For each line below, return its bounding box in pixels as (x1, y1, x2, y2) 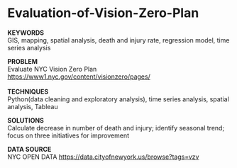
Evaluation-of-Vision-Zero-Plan (7, 5, 199, 21)
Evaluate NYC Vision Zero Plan (7, 65, 97, 73)
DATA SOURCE (7, 145, 52, 153)
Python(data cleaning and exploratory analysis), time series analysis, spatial (7, 94, 229, 103)
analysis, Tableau (7, 102, 58, 111)
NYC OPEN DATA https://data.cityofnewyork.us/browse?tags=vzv (7, 152, 199, 161)
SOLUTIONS (7, 116, 45, 125)
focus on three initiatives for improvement (7, 131, 130, 140)
